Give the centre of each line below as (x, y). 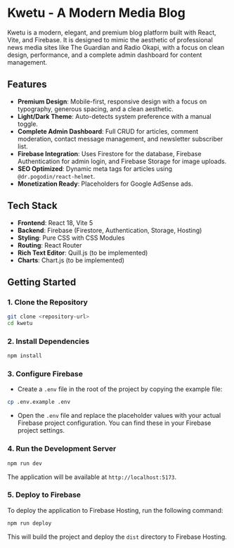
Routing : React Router (50, 245)
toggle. (28, 124)
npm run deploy (30, 523)
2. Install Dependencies (48, 341)
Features (27, 85)
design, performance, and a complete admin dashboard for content (105, 55)
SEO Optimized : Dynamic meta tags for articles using (95, 168)
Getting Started (42, 282)
